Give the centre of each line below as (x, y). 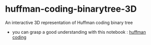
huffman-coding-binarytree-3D (71, 9)
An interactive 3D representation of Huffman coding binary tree (69, 22)
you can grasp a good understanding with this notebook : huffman (79, 32)
